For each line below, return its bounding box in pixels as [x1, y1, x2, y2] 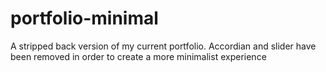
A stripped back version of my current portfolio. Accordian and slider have [10, 40, 317, 52]
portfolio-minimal [10, 7, 159, 30]
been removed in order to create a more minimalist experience [10, 50, 267, 62]
